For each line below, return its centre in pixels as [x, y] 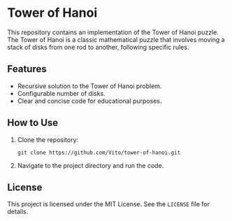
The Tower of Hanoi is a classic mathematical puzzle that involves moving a [116, 39]
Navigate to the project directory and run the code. [90, 165]
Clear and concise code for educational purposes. [89, 101]
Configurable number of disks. [61, 93]
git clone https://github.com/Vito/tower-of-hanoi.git [99, 152]
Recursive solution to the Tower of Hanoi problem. [89, 86]
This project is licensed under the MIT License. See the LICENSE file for [108, 204]
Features [27, 69]
